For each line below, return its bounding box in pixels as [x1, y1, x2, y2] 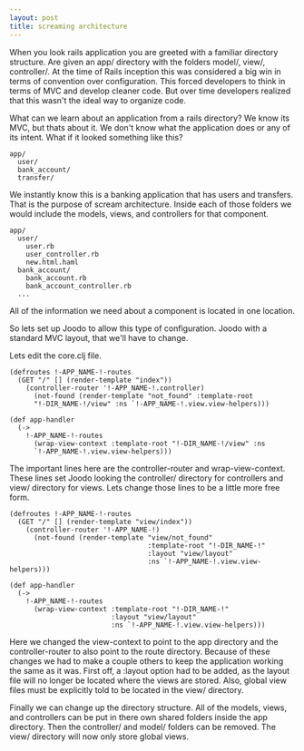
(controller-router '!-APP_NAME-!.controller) [25, 383, 205, 393]
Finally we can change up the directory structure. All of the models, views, [9, 702, 288, 713]
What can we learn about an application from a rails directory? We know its [9, 112, 290, 123]
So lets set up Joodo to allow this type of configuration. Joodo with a [9, 323, 268, 334]
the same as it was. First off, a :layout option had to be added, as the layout [9, 665, 290, 676]
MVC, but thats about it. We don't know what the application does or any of [9, 122, 290, 132]
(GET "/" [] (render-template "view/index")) [17, 517, 193, 526]
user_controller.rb [25, 249, 100, 258]
